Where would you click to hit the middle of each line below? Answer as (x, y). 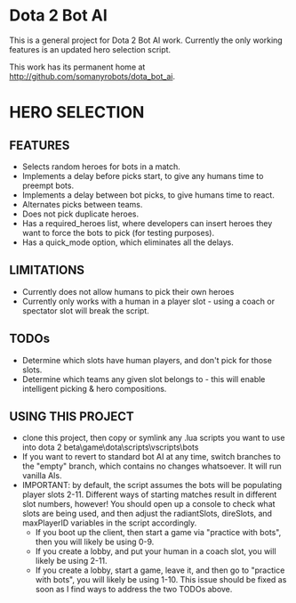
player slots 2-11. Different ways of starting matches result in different (149, 494)
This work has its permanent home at (77, 67)
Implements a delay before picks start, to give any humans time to (143, 175)
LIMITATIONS (47, 270)
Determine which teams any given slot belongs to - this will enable (144, 379)
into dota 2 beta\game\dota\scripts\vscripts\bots (110, 447)
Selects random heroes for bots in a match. (101, 167)
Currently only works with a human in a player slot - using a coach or (148, 301)
